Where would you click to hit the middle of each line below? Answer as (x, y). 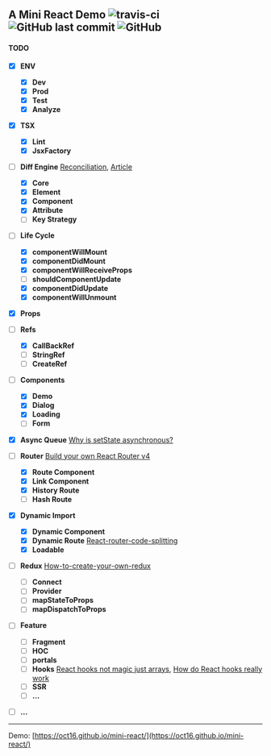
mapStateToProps (63, 600)
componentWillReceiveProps (82, 270)
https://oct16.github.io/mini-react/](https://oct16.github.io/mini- (140, 735)
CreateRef (50, 364)
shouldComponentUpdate (77, 279)
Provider (47, 591)
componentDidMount (69, 261)
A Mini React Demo (57, 15)
